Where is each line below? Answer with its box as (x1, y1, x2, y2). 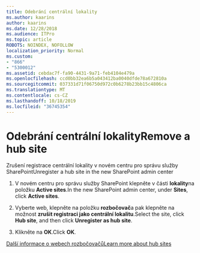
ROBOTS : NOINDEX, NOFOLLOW (6, 43, 73, 49)
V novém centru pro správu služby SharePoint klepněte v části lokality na (14, 180, 195, 187)
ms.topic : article (6, 37, 52, 43)
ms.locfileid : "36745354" (6, 103, 70, 110)
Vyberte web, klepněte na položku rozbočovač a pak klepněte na (14, 204, 175, 212)
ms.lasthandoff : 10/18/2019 (6, 98, 76, 104)
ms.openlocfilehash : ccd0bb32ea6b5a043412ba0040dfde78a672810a (6, 76, 167, 82)
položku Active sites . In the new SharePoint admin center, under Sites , (14, 186, 188, 194)
